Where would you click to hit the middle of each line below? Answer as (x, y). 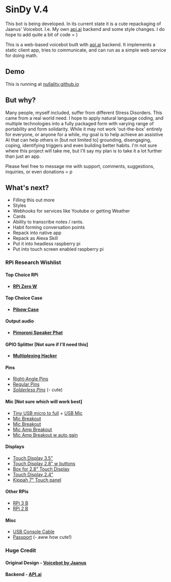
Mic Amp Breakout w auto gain (45, 435)
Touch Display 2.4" (33, 474)
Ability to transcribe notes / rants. (48, 222)
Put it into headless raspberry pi (46, 244)
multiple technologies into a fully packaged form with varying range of (80, 123)
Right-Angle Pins (31, 379)
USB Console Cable (34, 532)
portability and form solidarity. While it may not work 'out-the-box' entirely (84, 129)
